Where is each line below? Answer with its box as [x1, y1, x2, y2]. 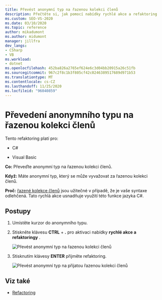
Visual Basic [12, 154, 37, 160]
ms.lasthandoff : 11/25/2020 [5, 83, 62, 89]
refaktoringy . [12, 234, 41, 240]
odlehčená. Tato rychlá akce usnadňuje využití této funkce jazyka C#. [5, 193, 144, 199]
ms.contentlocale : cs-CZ [5, 79, 55, 84]
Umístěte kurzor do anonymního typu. [12, 220, 88, 226]
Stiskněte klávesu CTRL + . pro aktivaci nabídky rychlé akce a [12, 229, 137, 235]
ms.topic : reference [5, 25, 47, 30]
